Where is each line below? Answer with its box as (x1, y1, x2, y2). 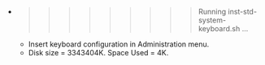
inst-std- (227, 7, 258, 16)
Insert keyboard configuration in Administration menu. (28, 39, 210, 49)
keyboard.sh (198, 24, 241, 33)
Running (198, 7, 227, 16)
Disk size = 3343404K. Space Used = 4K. (28, 48, 169, 57)
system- (198, 15, 226, 25)
